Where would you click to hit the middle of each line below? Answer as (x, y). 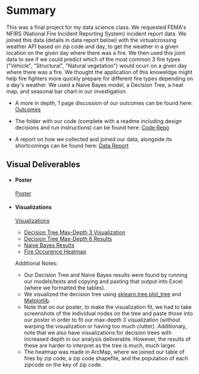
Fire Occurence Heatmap (55, 252)
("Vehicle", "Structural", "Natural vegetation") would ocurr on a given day (97, 65)
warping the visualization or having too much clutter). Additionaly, (106, 326)
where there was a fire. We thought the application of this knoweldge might (99, 72)
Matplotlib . (37, 300)
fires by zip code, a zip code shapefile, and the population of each (106, 358)
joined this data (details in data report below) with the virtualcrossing (91, 40)
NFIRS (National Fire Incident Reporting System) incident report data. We (96, 33)
